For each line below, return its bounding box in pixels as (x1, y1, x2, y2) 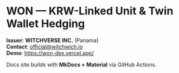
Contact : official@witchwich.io (6, 43, 83, 50)
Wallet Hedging (6, 17, 86, 31)
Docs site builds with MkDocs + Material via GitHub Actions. (6, 61, 157, 68)
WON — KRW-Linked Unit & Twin (6, 4, 174, 18)
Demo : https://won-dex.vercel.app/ (6, 49, 95, 56)
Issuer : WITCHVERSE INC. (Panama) (6, 36, 99, 44)
